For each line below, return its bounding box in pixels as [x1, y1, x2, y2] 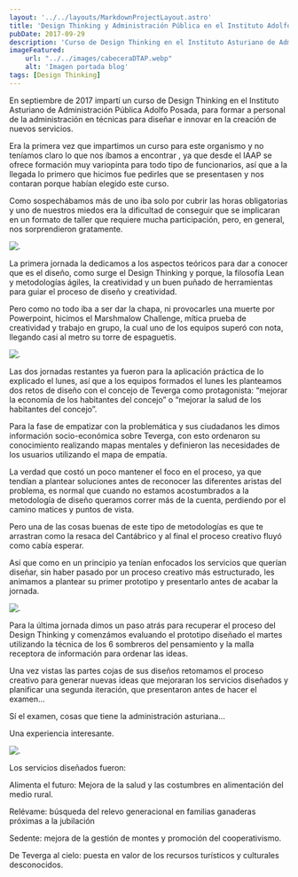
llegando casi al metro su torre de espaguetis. [9, 332, 177, 342]
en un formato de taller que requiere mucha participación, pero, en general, [9, 214, 286, 224]
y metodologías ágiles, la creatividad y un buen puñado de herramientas [9, 277, 273, 287]
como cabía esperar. [9, 540, 84, 551]
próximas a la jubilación [9, 815, 96, 826]
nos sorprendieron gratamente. [9, 223, 123, 234]
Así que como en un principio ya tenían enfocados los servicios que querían [9, 557, 286, 568]
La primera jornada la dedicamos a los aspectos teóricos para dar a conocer [9, 258, 288, 269]
